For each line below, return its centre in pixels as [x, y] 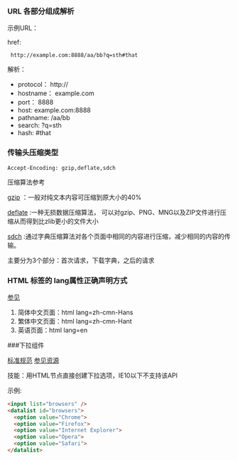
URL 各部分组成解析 [41, 11]
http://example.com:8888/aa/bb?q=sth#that [74, 55]
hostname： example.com [56, 93]
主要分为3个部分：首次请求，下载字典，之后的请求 [81, 260]
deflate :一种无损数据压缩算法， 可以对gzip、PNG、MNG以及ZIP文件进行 [114, 212]
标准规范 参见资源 [33, 360]
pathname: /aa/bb [44, 118]
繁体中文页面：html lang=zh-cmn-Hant [75, 321]
